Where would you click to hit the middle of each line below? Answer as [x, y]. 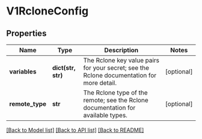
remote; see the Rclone [116, 100]
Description [121, 50]
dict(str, [64, 68]
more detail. [100, 83]
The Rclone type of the [115, 93]
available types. [106, 115]
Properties [26, 33]
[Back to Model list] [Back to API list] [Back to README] [75, 130]
